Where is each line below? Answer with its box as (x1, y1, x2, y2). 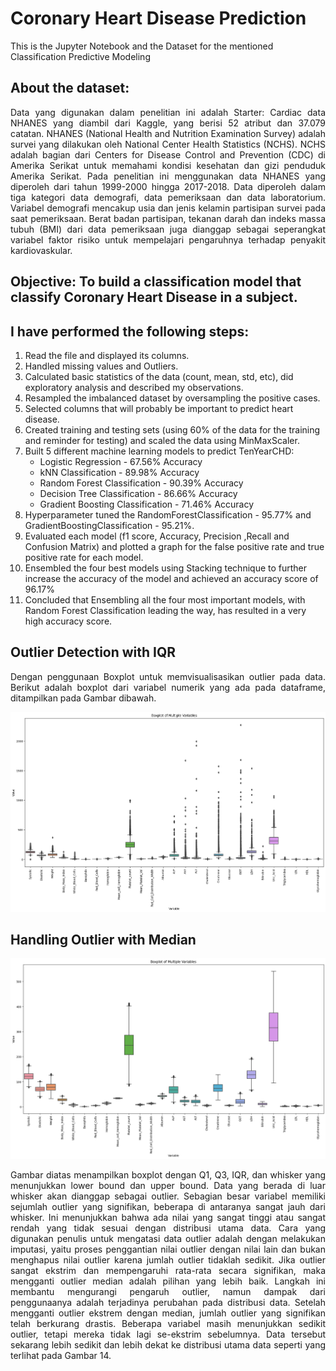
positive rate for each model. (24, 551, 144, 563)
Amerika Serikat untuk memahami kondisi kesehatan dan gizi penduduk (10, 159, 326, 171)
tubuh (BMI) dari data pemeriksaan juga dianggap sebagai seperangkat (10, 223, 326, 235)
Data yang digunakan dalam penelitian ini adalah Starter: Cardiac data (10, 106, 326, 118)
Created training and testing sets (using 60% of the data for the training (24, 423, 321, 436)
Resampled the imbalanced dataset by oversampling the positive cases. (24, 392, 321, 404)
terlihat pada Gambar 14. (10, 1350, 112, 1362)
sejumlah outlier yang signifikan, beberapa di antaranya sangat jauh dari (10, 1201, 326, 1213)
